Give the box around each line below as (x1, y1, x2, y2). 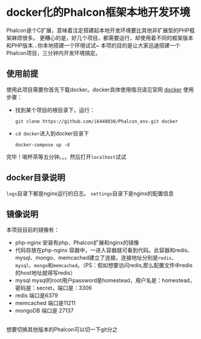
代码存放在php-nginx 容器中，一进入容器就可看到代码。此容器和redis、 (15, 247, 193, 254)
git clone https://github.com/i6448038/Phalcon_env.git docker (15, 118, 179, 124)
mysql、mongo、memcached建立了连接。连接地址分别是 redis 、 (15, 254, 177, 262)
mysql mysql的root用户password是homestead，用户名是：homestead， (15, 277, 196, 284)
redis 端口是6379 (15, 292, 59, 299)
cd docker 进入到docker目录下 (15, 129, 90, 137)
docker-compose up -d (15, 141, 70, 148)
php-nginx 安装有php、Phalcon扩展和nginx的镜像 (15, 239, 139, 247)
